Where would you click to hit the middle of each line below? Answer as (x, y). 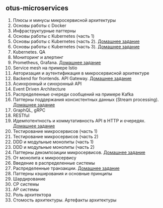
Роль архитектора (32, 195)
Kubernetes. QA (29, 52)
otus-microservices (37, 8)
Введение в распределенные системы (54, 163)
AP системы (26, 189)
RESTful (21, 115)
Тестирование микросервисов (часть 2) (56, 136)
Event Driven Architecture (39, 89)
